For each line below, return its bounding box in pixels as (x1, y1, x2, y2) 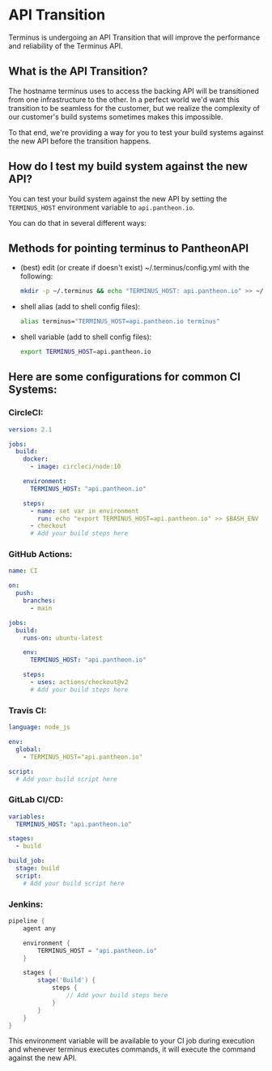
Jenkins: (8, 899, 44, 910)
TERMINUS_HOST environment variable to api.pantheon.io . (8, 202, 196, 212)
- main (29, 604, 53, 612)
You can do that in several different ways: (8, 218, 147, 227)
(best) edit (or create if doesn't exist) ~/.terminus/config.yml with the (19, 263, 249, 273)
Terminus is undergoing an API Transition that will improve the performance (8, 32, 261, 42)
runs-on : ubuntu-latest (23, 634, 104, 642)
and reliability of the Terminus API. (8, 40, 123, 50)
